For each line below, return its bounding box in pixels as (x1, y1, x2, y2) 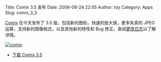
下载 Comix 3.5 (12, 52, 43, 58)
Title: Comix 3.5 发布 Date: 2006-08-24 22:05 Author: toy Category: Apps (5, 4, 153, 10)
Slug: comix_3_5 (5, 10, 37, 16)
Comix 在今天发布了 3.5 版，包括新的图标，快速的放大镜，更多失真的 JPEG (5, 20, 155, 25)
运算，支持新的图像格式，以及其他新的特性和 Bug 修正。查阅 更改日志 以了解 (5, 26, 156, 32)
